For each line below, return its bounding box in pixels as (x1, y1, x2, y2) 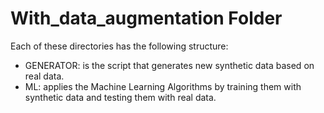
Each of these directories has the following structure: (10, 40, 229, 52)
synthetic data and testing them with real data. (24, 91, 217, 103)
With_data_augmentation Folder (10, 7, 283, 30)
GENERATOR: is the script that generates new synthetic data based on (24, 59, 315, 71)
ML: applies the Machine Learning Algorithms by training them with (24, 80, 302, 92)
